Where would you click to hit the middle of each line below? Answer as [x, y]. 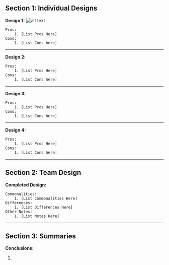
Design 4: [16, 130]
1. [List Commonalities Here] [46, 198]
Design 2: [16, 57]
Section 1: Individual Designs [51, 8]
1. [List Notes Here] [37, 216]
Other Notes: [19, 212]
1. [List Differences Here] [44, 207]
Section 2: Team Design [43, 173]
